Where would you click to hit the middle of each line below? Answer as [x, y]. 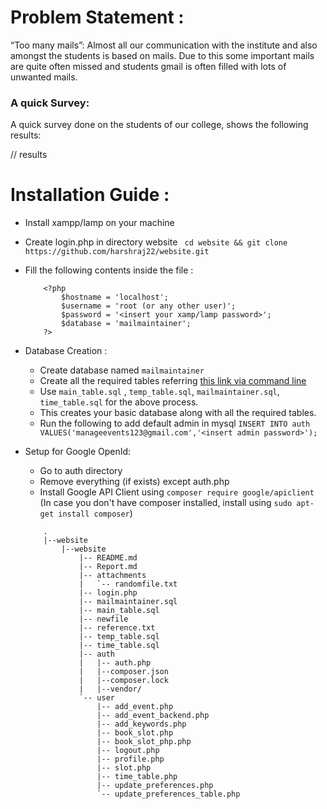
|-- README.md [108, 558]
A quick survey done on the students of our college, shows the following [159, 125]
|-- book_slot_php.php [144, 742]
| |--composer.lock [123, 681]
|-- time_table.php [137, 777]
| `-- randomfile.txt [128, 584]
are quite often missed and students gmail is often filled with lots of [148, 66]
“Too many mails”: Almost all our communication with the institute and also [164, 45]
